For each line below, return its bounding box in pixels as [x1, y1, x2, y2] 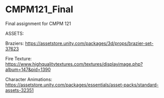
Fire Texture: [5, 55, 32, 62]
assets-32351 [5, 87, 34, 93]
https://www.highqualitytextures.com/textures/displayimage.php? [5, 61, 143, 67]
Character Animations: [5, 76, 52, 82]
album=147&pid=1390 [5, 66, 51, 72]
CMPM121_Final [5, 4, 73, 15]
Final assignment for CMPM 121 [5, 20, 71, 27]
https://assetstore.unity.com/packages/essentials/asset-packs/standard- [5, 82, 159, 88]
